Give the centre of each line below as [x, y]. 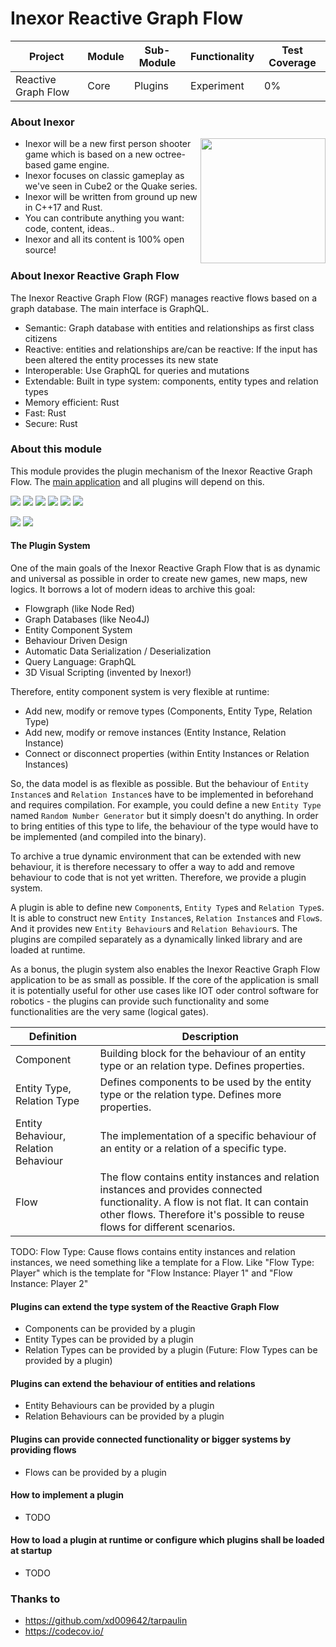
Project [46, 56]
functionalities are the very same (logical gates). [109, 1012]
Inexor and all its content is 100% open [104, 239]
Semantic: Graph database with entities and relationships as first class [169, 328]
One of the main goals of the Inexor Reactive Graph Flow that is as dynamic [165, 568]
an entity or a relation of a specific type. [193, 1149]
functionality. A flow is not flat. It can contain [204, 1202]
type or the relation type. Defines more [190, 1095]
